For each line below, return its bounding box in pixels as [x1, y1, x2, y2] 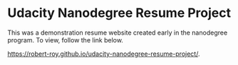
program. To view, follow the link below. [7, 35, 123, 44]
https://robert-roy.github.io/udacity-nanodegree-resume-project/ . [7, 49, 200, 58]
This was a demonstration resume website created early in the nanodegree [7, 28, 228, 37]
